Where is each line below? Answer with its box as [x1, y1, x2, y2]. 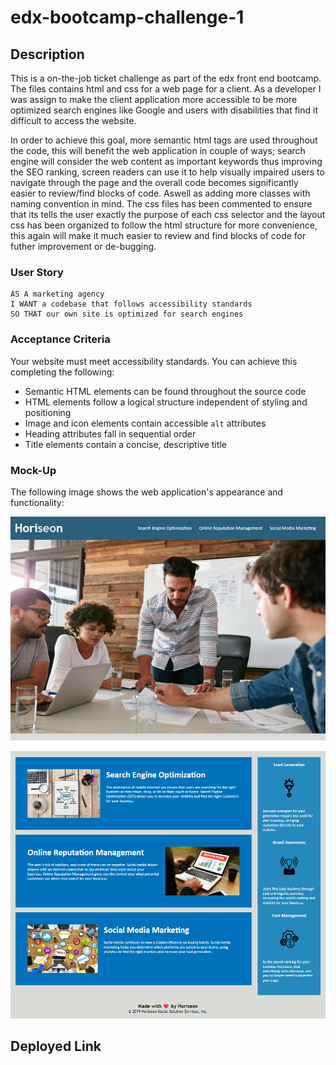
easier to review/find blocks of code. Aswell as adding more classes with [10, 187, 311, 199]
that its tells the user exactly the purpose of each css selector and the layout [10, 209, 326, 220]
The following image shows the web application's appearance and [10, 486, 284, 498]
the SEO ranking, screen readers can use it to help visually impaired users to [10, 166, 325, 178]
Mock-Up [10, 463, 57, 477]
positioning [24, 406, 72, 418]
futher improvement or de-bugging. [10, 241, 157, 252]
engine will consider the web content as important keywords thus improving [10, 156, 323, 167]
